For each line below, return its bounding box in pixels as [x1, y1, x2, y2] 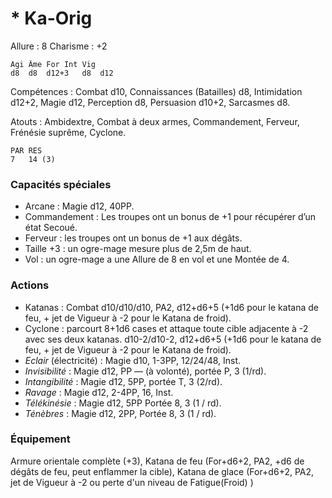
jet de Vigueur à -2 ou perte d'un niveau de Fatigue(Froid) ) [10, 476, 254, 488]
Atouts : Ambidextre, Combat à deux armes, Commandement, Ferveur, [10, 115, 300, 127]
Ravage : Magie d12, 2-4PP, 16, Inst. [24, 386, 174, 398]
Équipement [10, 432, 71, 446]
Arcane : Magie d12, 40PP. [24, 200, 135, 212]
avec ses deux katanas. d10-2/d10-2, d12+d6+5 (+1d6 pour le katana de [24, 333, 322, 345]
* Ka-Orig [10, 7, 93, 30]
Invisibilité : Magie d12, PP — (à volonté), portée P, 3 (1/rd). [24, 365, 267, 377]
